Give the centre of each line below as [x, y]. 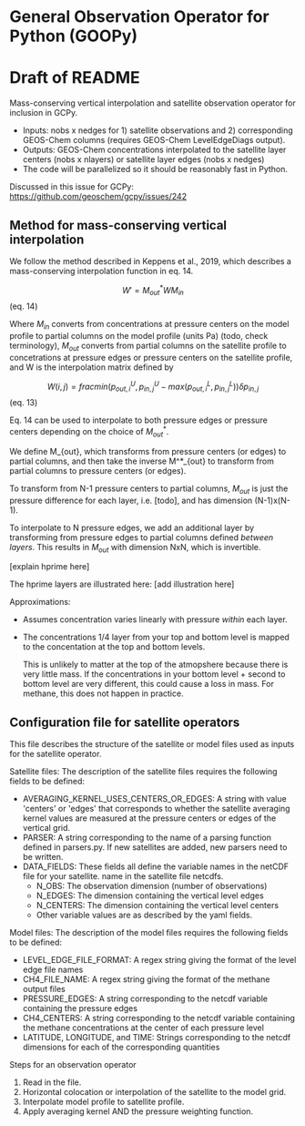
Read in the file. [52, 1082]
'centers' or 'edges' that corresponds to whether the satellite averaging [156, 809]
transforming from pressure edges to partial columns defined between [142, 537]
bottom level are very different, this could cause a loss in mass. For [148, 684]
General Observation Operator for [140, 17]
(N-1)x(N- [273, 500]
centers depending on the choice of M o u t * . [89, 432]
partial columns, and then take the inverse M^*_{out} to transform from [142, 461]
